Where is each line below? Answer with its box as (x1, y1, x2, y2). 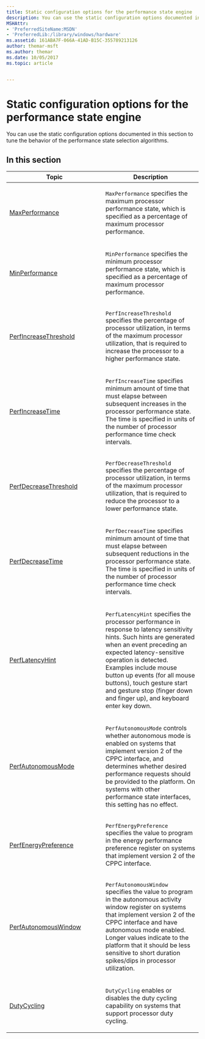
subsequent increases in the (106, 400, 187, 408)
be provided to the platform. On (106, 778, 195, 786)
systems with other (106, 785, 160, 794)
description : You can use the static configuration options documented (6, 15, 192, 21)
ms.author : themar (6, 49, 53, 55)
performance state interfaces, (106, 793, 191, 802)
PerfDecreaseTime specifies (106, 527, 184, 535)
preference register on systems (106, 844, 196, 852)
